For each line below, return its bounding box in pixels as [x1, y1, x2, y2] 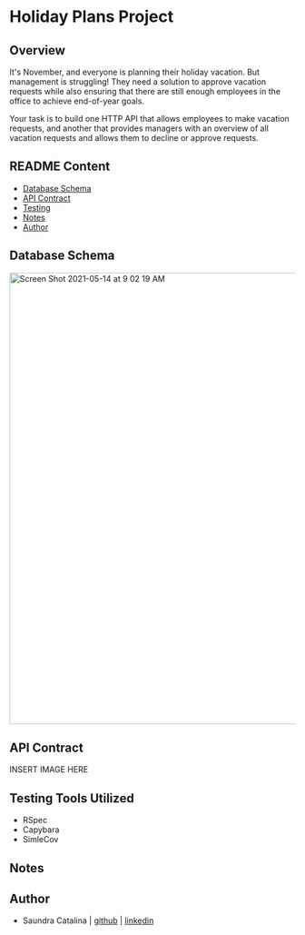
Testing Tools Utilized [9, 791, 134, 806]
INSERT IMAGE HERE [9, 764, 89, 775]
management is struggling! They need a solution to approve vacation [9, 76, 267, 87]
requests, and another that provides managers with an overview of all [9, 123, 270, 134]
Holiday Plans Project [9, 6, 174, 27]
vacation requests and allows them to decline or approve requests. [9, 133, 259, 143]
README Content [9, 159, 111, 174]
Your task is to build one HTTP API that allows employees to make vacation [9, 114, 290, 124]
